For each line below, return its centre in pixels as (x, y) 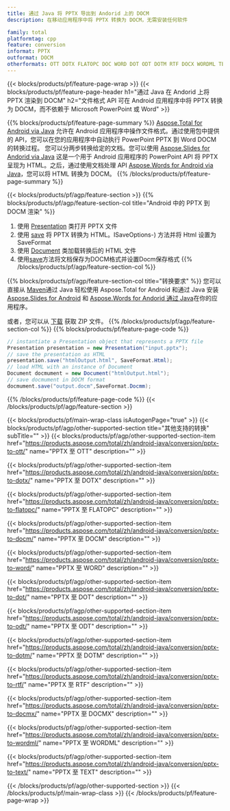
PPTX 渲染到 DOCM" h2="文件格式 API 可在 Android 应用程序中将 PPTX (108, 100)
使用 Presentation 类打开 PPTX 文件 (67, 226)
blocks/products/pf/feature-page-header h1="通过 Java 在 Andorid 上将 (108, 92)
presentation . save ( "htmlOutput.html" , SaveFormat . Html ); (90, 361)
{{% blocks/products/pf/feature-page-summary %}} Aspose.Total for (105, 122)
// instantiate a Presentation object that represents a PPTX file (105, 341)
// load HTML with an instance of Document (70, 367)
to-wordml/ (23, 742)
